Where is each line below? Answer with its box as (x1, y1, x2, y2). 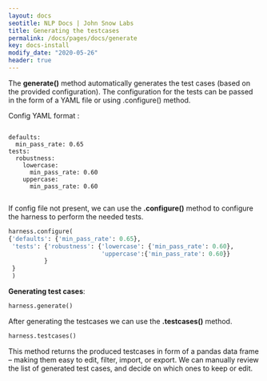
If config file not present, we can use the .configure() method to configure (8, 203, 253, 213)
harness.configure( (8, 227, 74, 235)
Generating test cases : (8, 287, 86, 296)
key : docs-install (8, 42, 70, 50)
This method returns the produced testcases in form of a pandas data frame (8, 346, 260, 356)
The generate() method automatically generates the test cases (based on (8, 78, 251, 88)
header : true (8, 57, 52, 65)
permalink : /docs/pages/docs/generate (8, 34, 137, 42)
